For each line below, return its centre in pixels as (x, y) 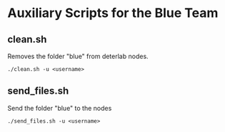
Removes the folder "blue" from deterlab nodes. (78, 56)
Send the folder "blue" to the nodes (60, 108)
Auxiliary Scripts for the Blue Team (113, 13)
